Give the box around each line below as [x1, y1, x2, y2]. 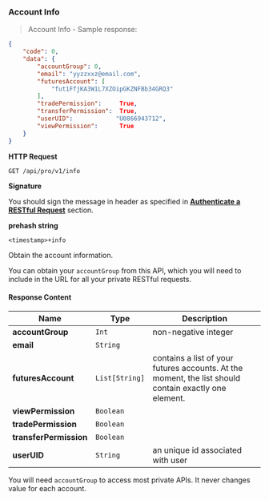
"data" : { [22, 55, 56, 63]
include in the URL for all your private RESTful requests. [8, 274, 192, 284]
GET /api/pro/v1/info [8, 167, 81, 175]
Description [181, 312, 228, 324]
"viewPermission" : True [37, 122, 134, 130]
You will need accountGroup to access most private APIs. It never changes [8, 475, 251, 485]
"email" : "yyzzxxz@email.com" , [37, 70, 142, 78]
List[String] [95, 373, 146, 382]
